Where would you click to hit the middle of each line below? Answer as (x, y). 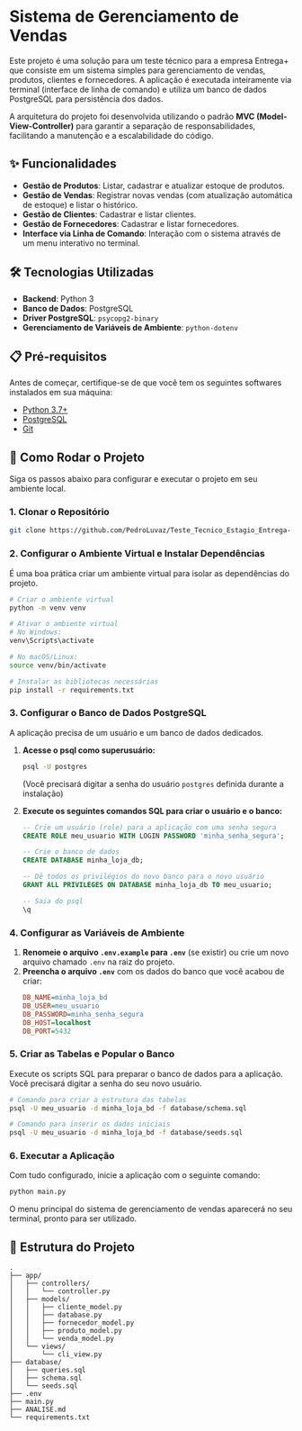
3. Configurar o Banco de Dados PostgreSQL (108, 713)
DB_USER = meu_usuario (61, 1006)
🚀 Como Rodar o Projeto (77, 457)
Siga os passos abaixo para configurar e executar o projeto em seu (133, 479)
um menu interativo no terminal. (81, 243)
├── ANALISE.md (38, 1410)
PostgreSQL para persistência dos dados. (86, 99)
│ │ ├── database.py (56, 1315)
